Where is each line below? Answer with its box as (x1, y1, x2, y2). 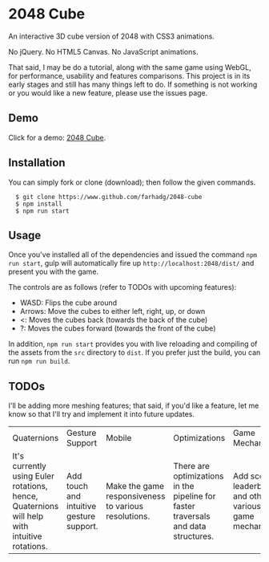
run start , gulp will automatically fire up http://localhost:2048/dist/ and (8, 259, 255, 268)
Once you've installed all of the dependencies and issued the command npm (8, 250, 258, 259)
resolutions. (106, 511, 151, 522)
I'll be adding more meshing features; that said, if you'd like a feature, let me (8, 401, 259, 410)
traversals (173, 511, 211, 522)
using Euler (12, 470, 54, 482)
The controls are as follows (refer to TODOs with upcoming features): (8, 283, 237, 292)
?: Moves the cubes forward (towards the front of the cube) (19, 324, 216, 333)
